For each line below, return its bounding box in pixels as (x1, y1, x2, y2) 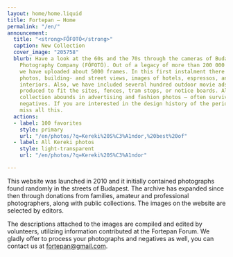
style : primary (19, 126, 64, 133)
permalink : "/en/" (7, 23, 60, 30)
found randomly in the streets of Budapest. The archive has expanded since (7, 184, 224, 193)
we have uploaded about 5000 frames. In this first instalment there (19, 68, 225, 75)
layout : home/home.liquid (7, 10, 82, 17)
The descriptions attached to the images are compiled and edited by (7, 220, 202, 228)
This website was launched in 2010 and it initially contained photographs (7, 177, 215, 185)
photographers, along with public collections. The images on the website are (7, 199, 226, 207)
